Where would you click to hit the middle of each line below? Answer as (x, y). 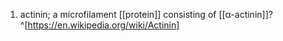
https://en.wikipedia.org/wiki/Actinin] (103, 25)
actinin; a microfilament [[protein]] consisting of (118, 14)
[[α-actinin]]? (245, 14)
